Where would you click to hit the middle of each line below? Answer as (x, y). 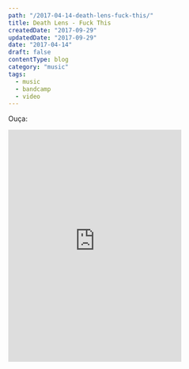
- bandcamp (33, 89)
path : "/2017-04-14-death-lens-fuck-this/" (81, 15)
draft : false (30, 52)
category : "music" (38, 67)
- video (28, 96)
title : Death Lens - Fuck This (60, 23)
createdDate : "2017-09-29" (53, 30)
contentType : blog (38, 60)
